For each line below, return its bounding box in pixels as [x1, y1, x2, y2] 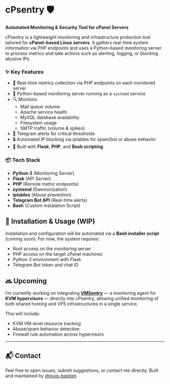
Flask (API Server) [12, 176, 52, 182]
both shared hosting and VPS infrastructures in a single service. [5, 301, 138, 307]
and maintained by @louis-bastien [5, 372, 77, 378]
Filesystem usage [20, 120, 57, 126]
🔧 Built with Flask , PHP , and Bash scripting [12, 144, 104, 150]
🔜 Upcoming [5, 276, 47, 285]
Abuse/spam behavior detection [12, 326, 80, 332]
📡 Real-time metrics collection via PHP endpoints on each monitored [12, 80, 155, 86]
